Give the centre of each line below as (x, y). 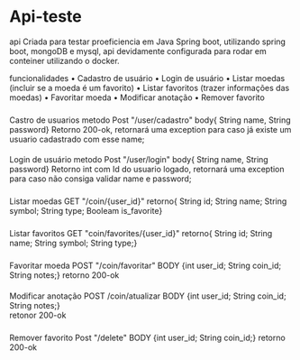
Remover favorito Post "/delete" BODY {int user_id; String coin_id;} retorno (147, 337)
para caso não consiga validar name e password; (100, 179)
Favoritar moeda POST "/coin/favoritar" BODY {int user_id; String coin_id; (145, 266)
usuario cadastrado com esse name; (77, 139)
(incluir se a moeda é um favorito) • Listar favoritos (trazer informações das (150, 88)
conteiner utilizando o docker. (64, 60)
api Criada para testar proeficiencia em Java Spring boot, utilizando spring (148, 42)
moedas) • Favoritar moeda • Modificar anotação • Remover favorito (137, 97)
